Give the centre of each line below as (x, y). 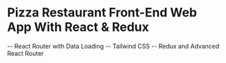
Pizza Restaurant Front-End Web (102, 13)
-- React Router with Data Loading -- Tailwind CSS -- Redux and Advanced (113, 46)
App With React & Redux (78, 27)
